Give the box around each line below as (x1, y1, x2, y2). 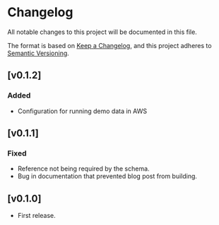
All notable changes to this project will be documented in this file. (7, 28, 198, 36)
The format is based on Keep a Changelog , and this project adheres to (7, 41, 212, 50)
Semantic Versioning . (7, 49, 69, 57)
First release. (17, 212, 56, 220)
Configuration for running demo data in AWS (17, 107, 147, 115)
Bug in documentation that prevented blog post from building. (17, 172, 198, 180)
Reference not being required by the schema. (17, 164, 150, 173)
